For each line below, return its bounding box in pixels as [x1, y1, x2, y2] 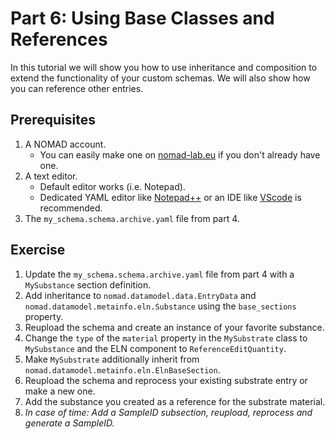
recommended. [39, 202, 103, 214]
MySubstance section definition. [24, 278, 152, 291]
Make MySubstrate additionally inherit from [24, 353, 200, 365]
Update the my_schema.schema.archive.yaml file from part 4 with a [24, 268, 295, 280]
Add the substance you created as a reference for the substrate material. [24, 395, 326, 407]
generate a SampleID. [24, 417, 115, 429]
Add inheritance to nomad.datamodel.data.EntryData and [24, 289, 257, 301]
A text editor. [24, 170, 78, 182]
